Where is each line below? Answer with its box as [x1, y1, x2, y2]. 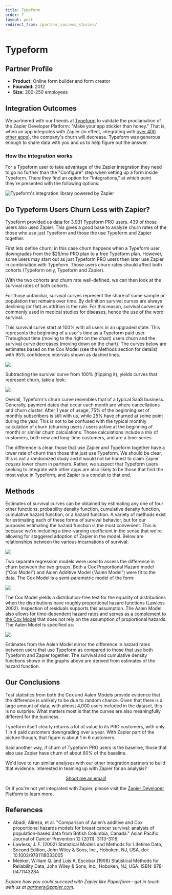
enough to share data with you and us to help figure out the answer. [5, 139, 148, 146]
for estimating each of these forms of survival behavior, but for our [5, 516, 146, 523]
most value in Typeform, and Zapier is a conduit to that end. [5, 472, 132, 478]
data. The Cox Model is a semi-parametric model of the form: [5, 575, 135, 581]
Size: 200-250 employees [12, 89, 68, 95]
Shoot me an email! [66, 775, 106, 781]
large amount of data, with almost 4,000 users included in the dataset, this [5, 703, 162, 709]
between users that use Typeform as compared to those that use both [5, 647, 153, 653]
